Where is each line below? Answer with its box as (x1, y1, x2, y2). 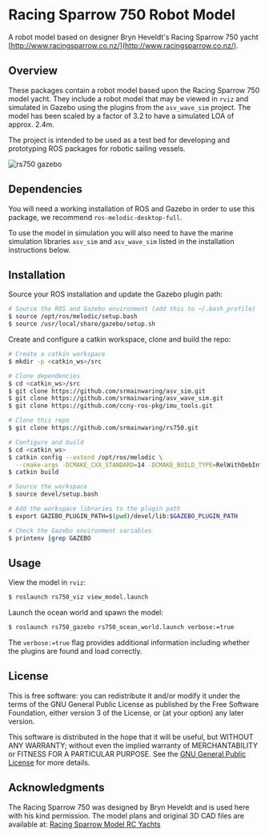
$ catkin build (8, 468, 59, 476)
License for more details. (8, 757, 90, 767)
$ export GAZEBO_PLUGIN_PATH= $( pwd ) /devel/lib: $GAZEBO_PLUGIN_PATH (8, 512, 239, 520)
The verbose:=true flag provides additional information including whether (8, 638, 250, 647)
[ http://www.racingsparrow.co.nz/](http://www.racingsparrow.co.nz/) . (8, 40, 239, 50)
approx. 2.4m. (8, 119, 54, 129)
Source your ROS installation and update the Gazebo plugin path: (8, 289, 223, 299)
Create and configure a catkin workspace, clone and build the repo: (8, 335, 231, 344)
